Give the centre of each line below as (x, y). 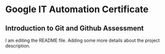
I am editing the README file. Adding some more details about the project (82, 40)
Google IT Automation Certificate (77, 9)
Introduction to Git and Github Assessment (75, 28)
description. (18, 46)
